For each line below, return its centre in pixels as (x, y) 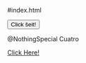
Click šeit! (24, 24)
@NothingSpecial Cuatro (43, 39)
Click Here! (24, 52)
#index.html (25, 10)
